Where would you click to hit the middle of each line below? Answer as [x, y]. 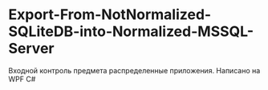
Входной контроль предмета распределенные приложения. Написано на [134, 70]
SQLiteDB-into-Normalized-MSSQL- [131, 31]
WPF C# [22, 79]
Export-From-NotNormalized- [110, 15]
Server [31, 49]
